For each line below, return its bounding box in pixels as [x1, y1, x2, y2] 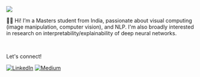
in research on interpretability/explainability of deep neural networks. [6, 30, 177, 36]
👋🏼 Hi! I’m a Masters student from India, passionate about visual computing [6, 17, 192, 24]
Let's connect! [6, 53, 42, 60]
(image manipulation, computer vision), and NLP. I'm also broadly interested [6, 23, 194, 30]
